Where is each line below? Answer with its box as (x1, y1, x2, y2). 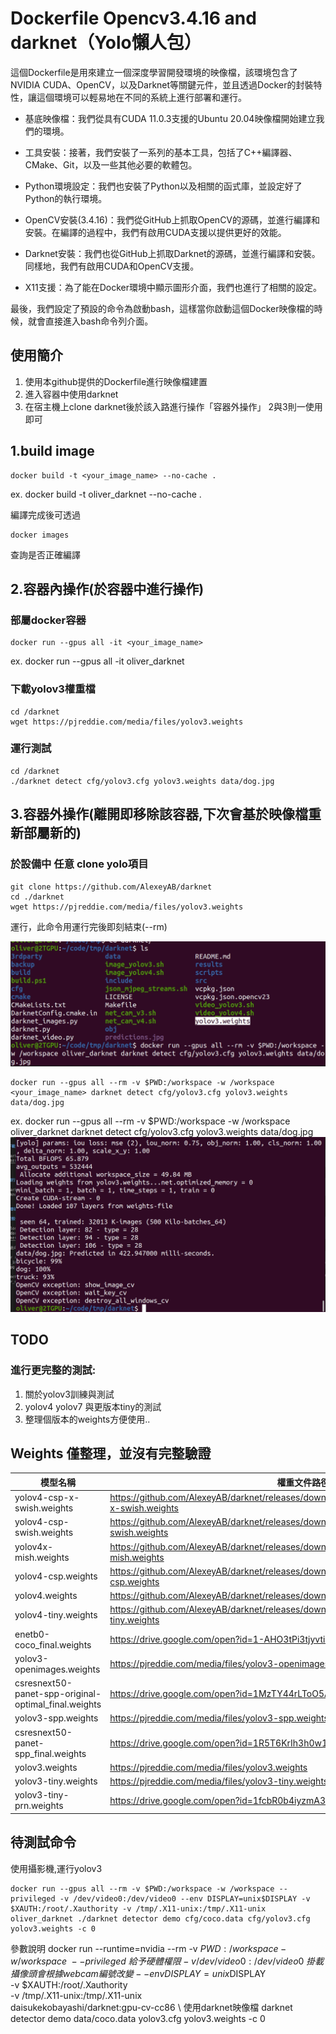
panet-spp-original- (14, 1688, 102, 1700)
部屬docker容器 (10, 613, 87, 627)
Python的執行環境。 (24, 192, 108, 204)
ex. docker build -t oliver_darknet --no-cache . (10, 488, 202, 500)
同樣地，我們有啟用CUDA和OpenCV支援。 (24, 260, 200, 272)
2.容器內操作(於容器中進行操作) (10, 580, 205, 597)
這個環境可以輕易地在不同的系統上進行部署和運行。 (36, 91, 247, 103)
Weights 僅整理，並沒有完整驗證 (10, 1445, 212, 1462)
